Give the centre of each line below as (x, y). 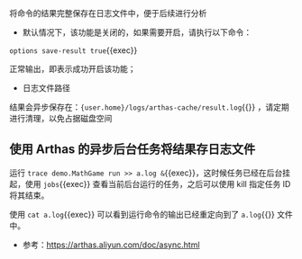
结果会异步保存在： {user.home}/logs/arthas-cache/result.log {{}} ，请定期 (150, 107)
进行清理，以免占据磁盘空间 (61, 118)
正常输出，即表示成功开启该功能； (73, 69)
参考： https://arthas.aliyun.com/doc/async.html (111, 245)
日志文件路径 (46, 88)
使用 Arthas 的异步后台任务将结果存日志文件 (133, 150)
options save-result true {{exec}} (73, 50)
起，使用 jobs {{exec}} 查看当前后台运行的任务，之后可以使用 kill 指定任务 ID (150, 183)
